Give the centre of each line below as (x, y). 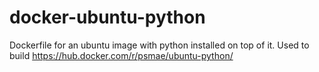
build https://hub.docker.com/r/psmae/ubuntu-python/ (121, 55)
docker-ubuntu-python (107, 17)
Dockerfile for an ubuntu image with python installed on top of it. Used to (159, 45)
